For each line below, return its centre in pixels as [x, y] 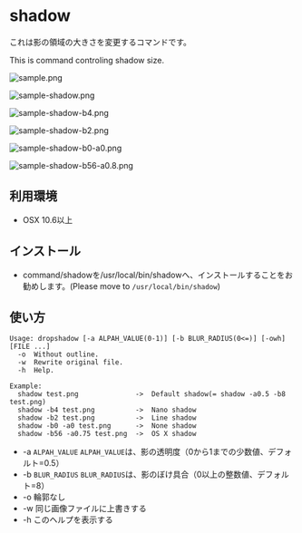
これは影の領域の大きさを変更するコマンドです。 [101, 42]
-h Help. [36, 371]
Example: [26, 386]
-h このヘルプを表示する [68, 520]
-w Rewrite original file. [71, 363]
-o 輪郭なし [44, 497]
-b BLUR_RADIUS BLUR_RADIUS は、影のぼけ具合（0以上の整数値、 [140, 475]
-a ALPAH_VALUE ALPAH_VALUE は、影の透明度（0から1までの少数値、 [146, 452]
